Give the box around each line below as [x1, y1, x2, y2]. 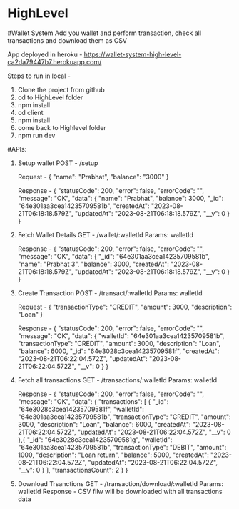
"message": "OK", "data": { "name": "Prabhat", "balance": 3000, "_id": [17, 194, 224, 202]
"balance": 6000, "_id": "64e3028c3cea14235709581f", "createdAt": [17, 347, 220, 355]
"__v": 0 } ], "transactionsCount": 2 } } [17, 465, 128, 474]
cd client [17, 108, 44, 117]
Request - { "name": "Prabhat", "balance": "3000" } [17, 172, 169, 181]
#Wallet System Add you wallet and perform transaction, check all [7, 29, 202, 37]
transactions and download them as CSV [7, 36, 127, 44]
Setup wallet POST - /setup [17, 159, 98, 167]
